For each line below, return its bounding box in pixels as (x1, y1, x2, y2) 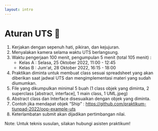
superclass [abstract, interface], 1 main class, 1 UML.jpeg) (11, 90, 128, 96)
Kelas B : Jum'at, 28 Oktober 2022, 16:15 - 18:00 (19, 65, 116, 70)
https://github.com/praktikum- (85, 100, 147, 107)
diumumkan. (11, 80, 37, 86)
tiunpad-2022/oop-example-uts (11, 106, 76, 112)
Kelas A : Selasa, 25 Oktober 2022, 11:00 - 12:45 (19, 59, 116, 65)
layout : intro (4, 7, 34, 12)
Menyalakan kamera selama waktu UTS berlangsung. (11, 49, 119, 55)
